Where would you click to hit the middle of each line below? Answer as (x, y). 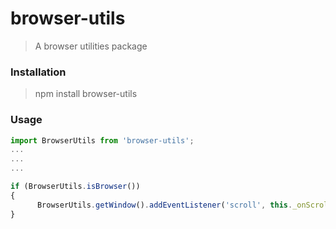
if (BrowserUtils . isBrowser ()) (75, 187)
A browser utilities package (91, 46)
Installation (38, 72)
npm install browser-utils (86, 94)
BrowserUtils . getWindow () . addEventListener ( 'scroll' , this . (164, 205)
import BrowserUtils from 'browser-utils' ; (102, 140)
